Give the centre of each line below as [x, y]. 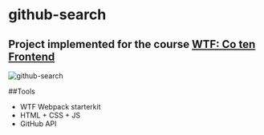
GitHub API [38, 124]
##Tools [22, 91]
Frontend [32, 56]
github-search [57, 15]
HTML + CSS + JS [50, 115]
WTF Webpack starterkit [60, 107]
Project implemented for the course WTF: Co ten [132, 44]
